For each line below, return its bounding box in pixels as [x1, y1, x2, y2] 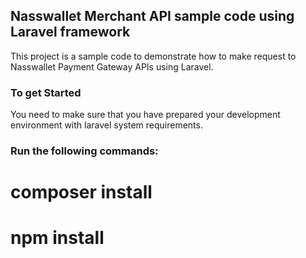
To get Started [10, 85, 82, 99]
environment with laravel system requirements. [10, 119, 203, 131]
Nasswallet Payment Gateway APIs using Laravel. [10, 60, 214, 73]
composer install [10, 181, 153, 204]
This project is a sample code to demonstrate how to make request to [10, 50, 297, 62]
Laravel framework [10, 24, 131, 41]
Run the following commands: [10, 144, 159, 158]
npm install [10, 227, 105, 249]
